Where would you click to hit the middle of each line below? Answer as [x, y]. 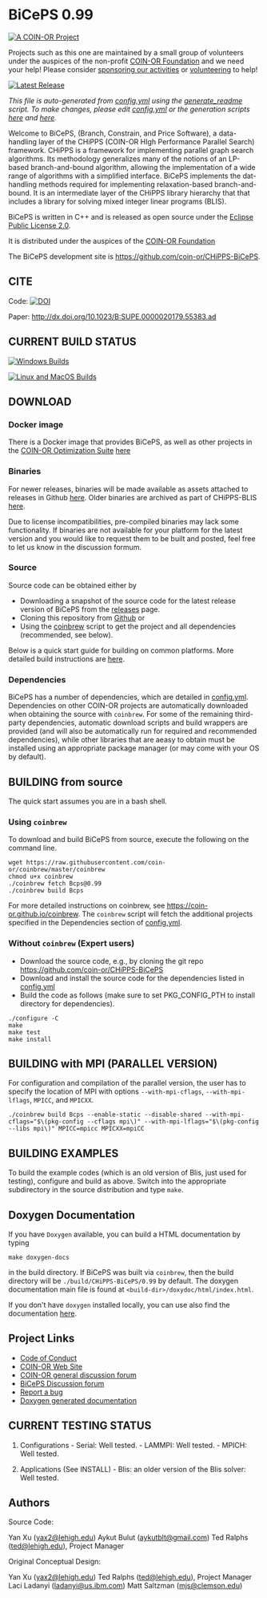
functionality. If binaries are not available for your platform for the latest [126, 530]
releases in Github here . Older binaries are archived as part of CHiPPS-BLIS [133, 497]
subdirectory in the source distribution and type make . [96, 1190]
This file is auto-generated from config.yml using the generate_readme [126, 100]
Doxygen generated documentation [78, 1400]
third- [244, 714]
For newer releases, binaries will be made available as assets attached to [128, 489]
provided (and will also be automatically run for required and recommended [133, 731]
